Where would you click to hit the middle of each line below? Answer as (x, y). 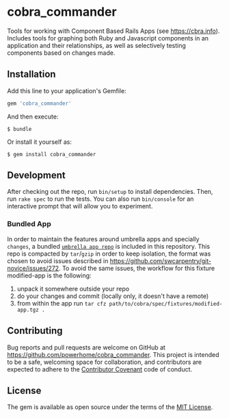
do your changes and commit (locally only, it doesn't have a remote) (113, 296)
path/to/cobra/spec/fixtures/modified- (166, 304)
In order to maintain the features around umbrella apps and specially (103, 239)
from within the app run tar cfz (62, 303)
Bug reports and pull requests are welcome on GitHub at (86, 347)
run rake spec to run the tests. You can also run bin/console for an (100, 199)
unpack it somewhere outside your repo (73, 288)
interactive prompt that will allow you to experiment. (80, 206)
